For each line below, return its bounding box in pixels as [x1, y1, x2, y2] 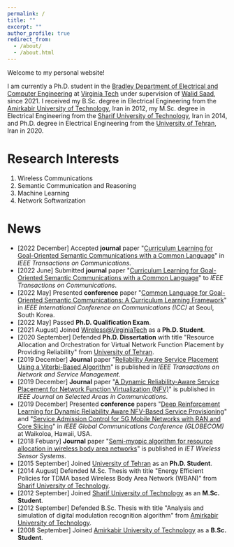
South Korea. [17, 310, 55, 319]
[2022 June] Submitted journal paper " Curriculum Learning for [17, 266, 199, 275]
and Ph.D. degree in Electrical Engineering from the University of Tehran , [7, 119, 217, 127]
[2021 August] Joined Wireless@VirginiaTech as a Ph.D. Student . [17, 326, 205, 334]
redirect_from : [7, 36, 52, 43]
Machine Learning [17, 189, 70, 197]
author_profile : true [7, 29, 71, 37]
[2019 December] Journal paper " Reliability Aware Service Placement [17, 355, 219, 363]
